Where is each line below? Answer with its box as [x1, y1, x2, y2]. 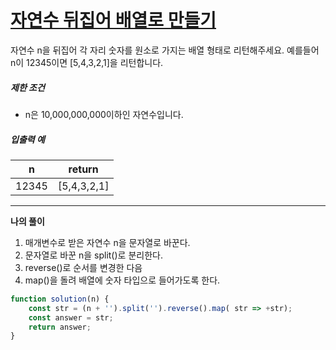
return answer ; [28, 322, 92, 332]
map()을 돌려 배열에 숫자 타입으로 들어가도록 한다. [24, 274, 221, 286]
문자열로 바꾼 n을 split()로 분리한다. [24, 249, 163, 261]
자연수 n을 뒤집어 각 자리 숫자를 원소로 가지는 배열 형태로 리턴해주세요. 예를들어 [10, 44, 320, 56]
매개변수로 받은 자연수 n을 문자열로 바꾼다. [24, 236, 191, 248]
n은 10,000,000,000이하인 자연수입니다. [24, 108, 184, 120]
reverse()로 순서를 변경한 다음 [24, 261, 143, 273]
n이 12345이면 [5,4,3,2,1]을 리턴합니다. [10, 56, 164, 68]
